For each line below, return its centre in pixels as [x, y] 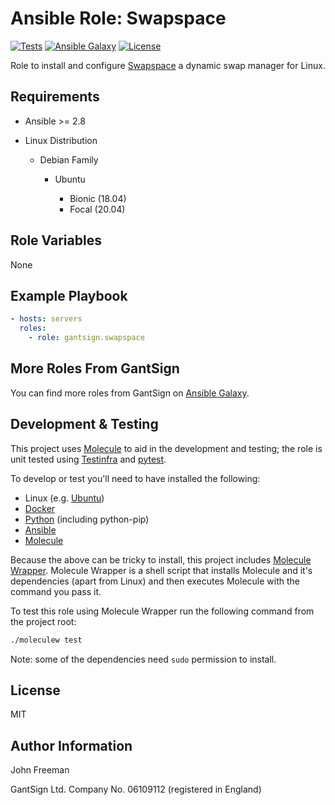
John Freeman [40, 770]
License [35, 690]
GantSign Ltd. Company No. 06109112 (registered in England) [136, 789]
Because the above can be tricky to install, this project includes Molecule [161, 559]
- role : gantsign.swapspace [86, 338]
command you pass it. [56, 591]
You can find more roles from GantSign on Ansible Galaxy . [130, 393]
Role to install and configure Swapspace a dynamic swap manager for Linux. [168, 65]
